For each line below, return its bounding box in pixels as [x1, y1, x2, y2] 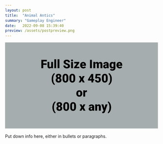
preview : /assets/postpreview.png [5, 28, 75, 33]
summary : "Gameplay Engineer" [5, 18, 66, 23]
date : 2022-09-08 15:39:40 [5, 23, 64, 28]
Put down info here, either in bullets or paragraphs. [5, 133, 107, 139]
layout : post [5, 8, 32, 13]
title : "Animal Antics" [5, 13, 55, 18]
